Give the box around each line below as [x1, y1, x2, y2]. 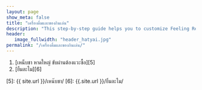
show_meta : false [6, 14, 50, 20]
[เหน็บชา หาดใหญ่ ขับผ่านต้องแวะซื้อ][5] [14, 58, 95, 66]
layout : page [6, 8, 39, 15]
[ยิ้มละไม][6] [14, 65, 42, 73]
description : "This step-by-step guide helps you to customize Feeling [6, 25, 189, 32]
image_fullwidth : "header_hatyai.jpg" [14, 37, 112, 43]
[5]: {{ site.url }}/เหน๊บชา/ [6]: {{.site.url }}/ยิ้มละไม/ [6, 77, 124, 85]
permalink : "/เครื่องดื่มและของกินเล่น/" [6, 43, 86, 49]
